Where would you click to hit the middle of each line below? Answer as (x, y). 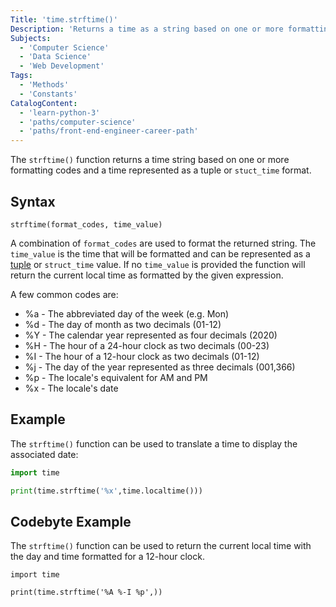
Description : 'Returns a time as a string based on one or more (147, 29)
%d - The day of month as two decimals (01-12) (123, 324)
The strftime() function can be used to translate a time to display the (154, 443)
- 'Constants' (48, 94)
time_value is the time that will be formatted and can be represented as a (160, 253)
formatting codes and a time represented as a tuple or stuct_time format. (161, 170)
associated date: (44, 454)
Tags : (21, 76)
